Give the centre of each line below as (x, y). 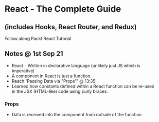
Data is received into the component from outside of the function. (77, 115)
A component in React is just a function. (52, 76)
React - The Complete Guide (63, 9)
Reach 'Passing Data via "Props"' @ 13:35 (53, 81)
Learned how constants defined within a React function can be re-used (83, 86)
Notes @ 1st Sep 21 (34, 54)
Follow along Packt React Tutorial (38, 38)
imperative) (23, 70)
